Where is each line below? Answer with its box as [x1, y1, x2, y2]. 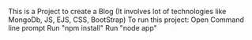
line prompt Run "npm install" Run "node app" [8, 24, 158, 32]
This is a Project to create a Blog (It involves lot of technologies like [8, 7, 227, 16]
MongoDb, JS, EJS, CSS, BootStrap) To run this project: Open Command [8, 15, 245, 24]
